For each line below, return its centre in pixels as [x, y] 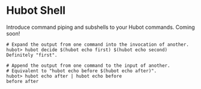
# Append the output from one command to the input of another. [88, 66]
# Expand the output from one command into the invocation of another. [97, 44]
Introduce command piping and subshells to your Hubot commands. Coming [100, 27]
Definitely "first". [32, 55]
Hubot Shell [36, 11]
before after [22, 81]
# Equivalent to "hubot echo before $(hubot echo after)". [82, 71]
